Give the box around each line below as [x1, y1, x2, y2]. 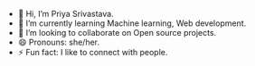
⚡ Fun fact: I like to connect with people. [17, 47, 168, 57]
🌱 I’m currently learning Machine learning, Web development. [17, 18, 247, 29]
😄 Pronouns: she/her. [17, 37, 100, 47]
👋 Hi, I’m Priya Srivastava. [17, 9, 115, 19]
